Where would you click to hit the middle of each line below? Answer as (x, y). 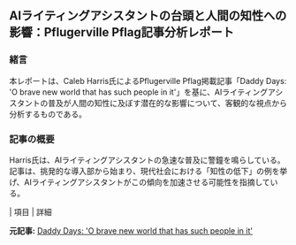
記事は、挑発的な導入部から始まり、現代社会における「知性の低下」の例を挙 (148, 171)
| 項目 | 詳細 (31, 211)
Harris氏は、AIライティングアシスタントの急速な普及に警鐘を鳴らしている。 (147, 160)
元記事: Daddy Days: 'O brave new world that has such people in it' (131, 230)
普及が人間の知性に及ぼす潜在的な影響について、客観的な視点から (167, 103)
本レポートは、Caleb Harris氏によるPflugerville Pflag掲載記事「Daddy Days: (148, 80)
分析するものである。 (48, 114)
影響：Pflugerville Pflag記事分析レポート (121, 32)
